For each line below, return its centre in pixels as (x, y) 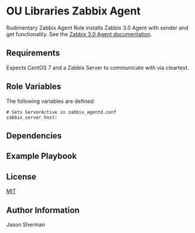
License (21, 177)
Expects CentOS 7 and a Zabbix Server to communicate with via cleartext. (97, 67)
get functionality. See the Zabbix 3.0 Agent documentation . (79, 34)
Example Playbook (41, 156)
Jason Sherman (26, 225)
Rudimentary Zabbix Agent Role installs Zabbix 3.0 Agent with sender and (97, 28)
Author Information (43, 210)
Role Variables (34, 86)
